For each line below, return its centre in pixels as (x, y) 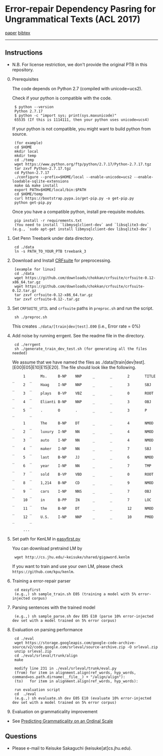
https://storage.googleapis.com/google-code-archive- (81, 643)
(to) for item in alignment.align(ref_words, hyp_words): (76, 681)
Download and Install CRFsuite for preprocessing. (62, 260)
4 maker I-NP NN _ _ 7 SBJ (87, 449)
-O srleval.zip (143, 647)
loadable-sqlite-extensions (40, 181)
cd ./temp (24, 160)
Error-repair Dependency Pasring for (81, 9)
